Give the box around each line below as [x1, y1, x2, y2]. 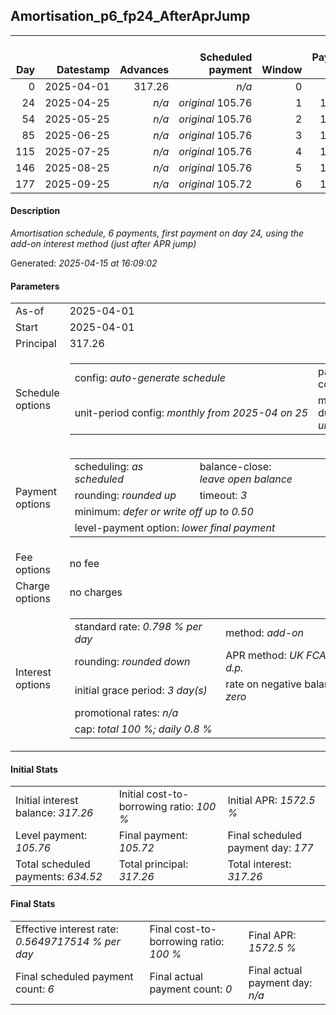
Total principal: [118, 857, 189, 871]
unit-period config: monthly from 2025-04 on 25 [74, 406, 309, 420]
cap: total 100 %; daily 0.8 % [74, 722, 213, 736]
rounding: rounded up [74, 489, 177, 503]
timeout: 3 [199, 489, 248, 503]
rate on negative [225, 677, 302, 691]
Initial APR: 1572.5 [227, 794, 316, 808]
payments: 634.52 [15, 870, 103, 884]
